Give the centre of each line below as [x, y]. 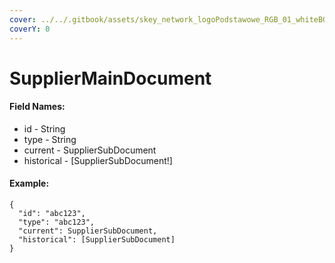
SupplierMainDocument [110, 78]
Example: [29, 183]
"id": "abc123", [52, 214]
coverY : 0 [30, 29]
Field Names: [37, 107]
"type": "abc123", [57, 222]
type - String [50, 139]
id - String [44, 128]
